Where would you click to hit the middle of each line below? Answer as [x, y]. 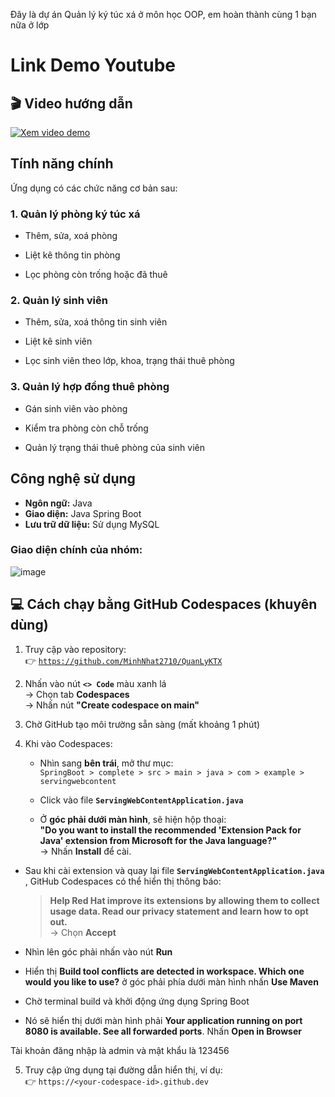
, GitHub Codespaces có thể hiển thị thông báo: [123, 881]
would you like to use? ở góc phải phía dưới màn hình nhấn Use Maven [171, 981]
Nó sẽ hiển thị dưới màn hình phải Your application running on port [163, 1020]
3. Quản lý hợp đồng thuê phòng [90, 387]
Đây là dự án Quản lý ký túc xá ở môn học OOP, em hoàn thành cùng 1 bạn [163, 14]
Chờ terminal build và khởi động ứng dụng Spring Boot [137, 1001]
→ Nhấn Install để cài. [85, 851]
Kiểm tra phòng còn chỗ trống [86, 428]
